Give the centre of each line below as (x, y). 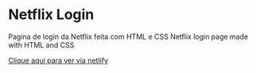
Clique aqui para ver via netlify (58, 60)
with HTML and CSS (41, 44)
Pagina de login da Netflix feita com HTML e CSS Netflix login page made (128, 36)
